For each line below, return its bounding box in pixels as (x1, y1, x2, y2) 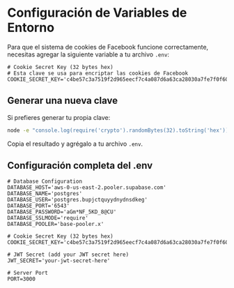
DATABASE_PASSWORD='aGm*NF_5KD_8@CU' (7, 209, 117, 215)
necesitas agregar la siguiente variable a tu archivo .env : (7, 50, 169, 59)
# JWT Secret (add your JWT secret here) (7, 251, 130, 259)
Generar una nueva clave (7, 95, 118, 107)
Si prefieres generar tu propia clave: (7, 113, 111, 121)
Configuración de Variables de (7, 5, 187, 21)
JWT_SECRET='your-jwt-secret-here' (7, 257, 111, 264)
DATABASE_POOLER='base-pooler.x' (7, 221, 104, 228)
